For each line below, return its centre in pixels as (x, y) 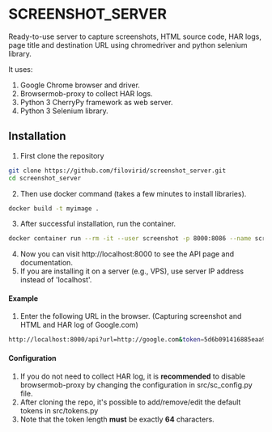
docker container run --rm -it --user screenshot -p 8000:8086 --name (130, 239)
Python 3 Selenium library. (64, 111)
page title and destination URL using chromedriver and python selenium (128, 44)
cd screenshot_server (45, 178)
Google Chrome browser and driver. (80, 85)
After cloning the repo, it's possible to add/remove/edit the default (130, 402)
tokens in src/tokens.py (59, 410)
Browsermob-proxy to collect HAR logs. (86, 93)
